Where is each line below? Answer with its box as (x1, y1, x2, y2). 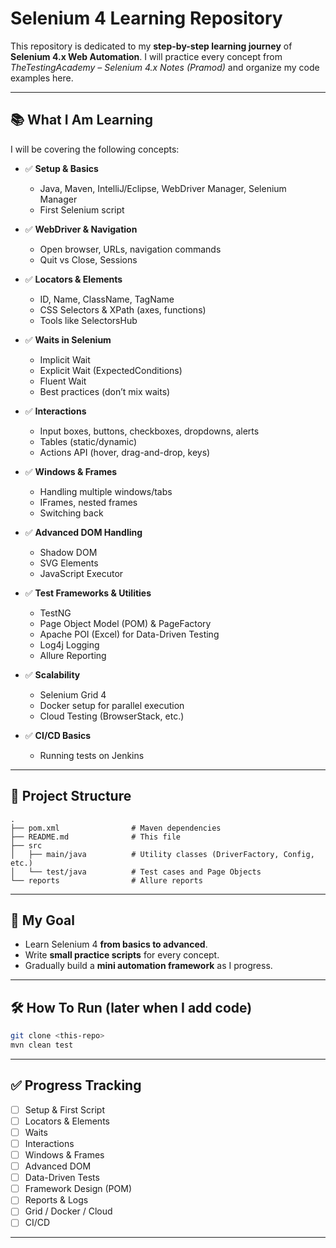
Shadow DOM (39, 546, 98, 558)
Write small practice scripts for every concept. (24, 949, 220, 961)
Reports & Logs (24, 1194, 89, 1206)
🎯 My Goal (10, 912, 75, 929)
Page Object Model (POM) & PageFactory (39, 617, 212, 629)
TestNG (39, 607, 72, 619)
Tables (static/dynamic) (39, 435, 138, 447)
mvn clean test (10, 1040, 74, 1051)
